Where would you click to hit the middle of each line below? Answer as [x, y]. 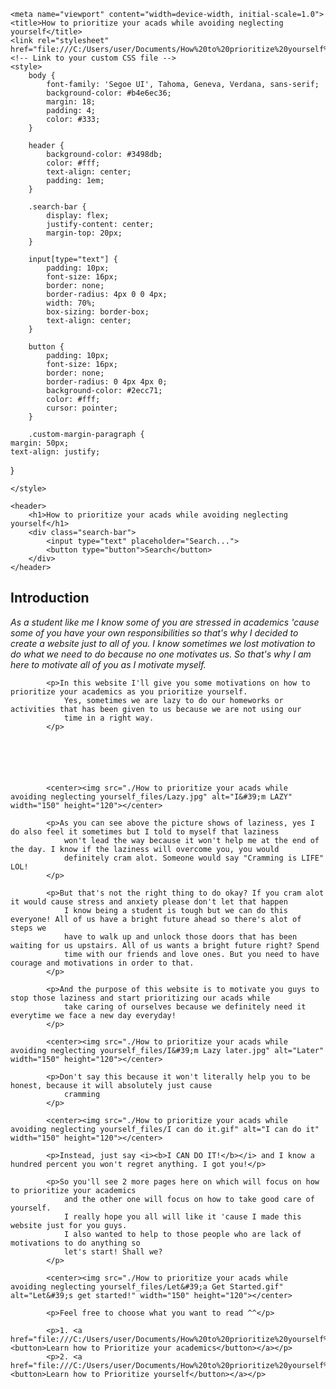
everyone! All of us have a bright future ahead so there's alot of [156, 919]
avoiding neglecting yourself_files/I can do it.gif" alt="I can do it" [165, 1129]
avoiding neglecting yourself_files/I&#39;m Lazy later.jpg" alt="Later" [167, 1050]
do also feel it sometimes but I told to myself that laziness [145, 831]
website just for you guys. [69, 1225]
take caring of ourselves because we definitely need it [185, 1006]
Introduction [50, 598]
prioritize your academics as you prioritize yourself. [129, 691]
